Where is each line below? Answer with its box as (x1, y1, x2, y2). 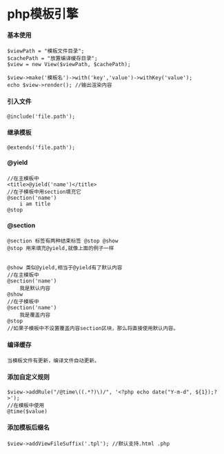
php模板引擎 (7, 6, 79, 22)
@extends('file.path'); (7, 144, 76, 151)
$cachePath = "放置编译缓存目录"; (7, 55, 98, 62)
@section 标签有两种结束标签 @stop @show (7, 238, 119, 245)
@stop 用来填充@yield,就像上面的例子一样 (7, 245, 114, 252)
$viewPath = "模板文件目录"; (7, 48, 85, 55)
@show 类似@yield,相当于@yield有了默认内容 (7, 265, 123, 271)
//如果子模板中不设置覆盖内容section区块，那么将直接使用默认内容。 (7, 325, 179, 332)
